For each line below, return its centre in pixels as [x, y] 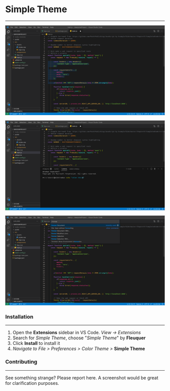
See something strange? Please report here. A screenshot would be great [82, 378]
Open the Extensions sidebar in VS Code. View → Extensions [77, 333]
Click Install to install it [36, 343]
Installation [19, 316]
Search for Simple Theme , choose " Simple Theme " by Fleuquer [79, 338]
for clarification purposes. [32, 383]
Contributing [21, 362]
